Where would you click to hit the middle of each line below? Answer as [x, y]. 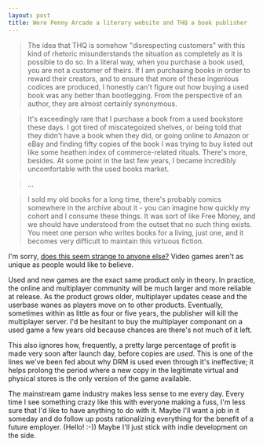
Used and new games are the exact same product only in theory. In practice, [132, 280]
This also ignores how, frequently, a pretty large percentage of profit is [122, 345]
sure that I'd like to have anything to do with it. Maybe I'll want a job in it [124, 410]
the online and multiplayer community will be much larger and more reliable [130, 288]
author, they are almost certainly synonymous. [102, 104]
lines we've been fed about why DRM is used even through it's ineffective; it [131, 361]
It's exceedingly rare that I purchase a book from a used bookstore [135, 119]
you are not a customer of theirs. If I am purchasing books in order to [139, 70]
